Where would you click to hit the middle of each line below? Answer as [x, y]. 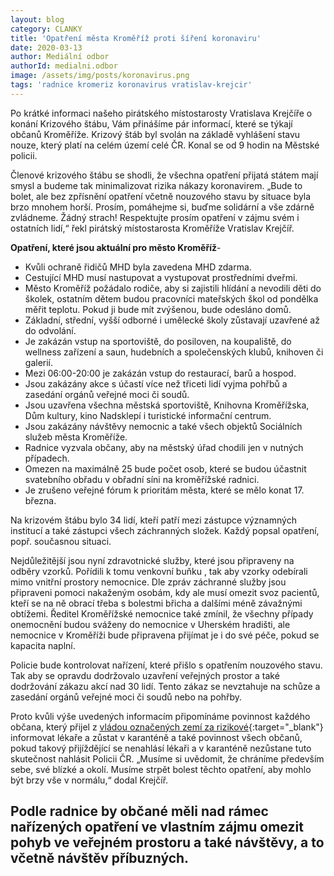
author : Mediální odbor [60, 57]
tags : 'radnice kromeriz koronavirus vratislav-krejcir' [131, 85]
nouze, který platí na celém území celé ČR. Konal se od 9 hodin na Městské [165, 145]
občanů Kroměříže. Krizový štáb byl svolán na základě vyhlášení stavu [155, 134]
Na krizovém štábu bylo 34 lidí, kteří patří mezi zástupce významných [153, 520]
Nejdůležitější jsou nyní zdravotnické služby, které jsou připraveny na [152, 560]
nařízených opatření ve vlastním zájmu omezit [157, 827]
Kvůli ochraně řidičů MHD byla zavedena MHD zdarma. [138, 267]
